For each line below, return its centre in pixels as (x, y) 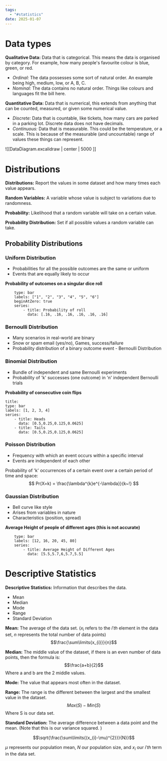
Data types (28, 44)
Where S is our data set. (30, 713)
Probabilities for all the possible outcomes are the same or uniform (81, 268)
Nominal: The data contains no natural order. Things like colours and (83, 88)
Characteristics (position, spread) (47, 518)
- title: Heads (30, 419)
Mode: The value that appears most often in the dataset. (63, 682)
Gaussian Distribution (32, 496)
